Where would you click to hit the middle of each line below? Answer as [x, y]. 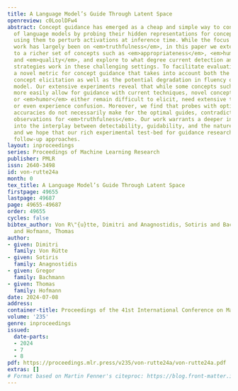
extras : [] [23, 370]
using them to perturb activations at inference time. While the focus [122, 40]
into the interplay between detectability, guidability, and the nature [123, 126]
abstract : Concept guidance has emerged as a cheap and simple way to [114, 27]
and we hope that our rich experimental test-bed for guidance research [123, 132]
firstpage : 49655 [33, 192]
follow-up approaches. [47, 139]
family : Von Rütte [41, 251]
